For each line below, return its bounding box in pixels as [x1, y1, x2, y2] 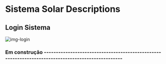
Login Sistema [5, 23, 51, 32]
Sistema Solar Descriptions [5, 3, 121, 15]
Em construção [5, 49, 43, 56]
